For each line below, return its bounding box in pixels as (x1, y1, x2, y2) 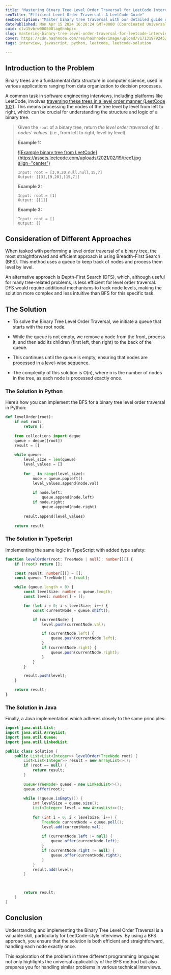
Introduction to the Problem (5, 64, 95, 73)
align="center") (17, 160, 50, 166)
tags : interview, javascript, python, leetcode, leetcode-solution (5, 41, 152, 46)
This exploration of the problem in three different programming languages (5, 953, 160, 959)
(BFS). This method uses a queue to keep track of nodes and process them (5, 259, 163, 265)
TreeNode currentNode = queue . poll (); (41, 819, 124, 824)
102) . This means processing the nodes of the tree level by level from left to (5, 103, 164, 109)
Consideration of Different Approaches (5, 234, 131, 243)
